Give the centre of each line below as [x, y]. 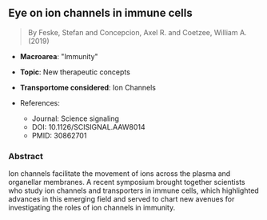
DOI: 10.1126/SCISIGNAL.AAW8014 [88, 126]
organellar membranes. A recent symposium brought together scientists [127, 182]
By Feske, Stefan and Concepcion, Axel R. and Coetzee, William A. [137, 32]
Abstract [26, 156]
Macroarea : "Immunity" [59, 56]
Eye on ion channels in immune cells [101, 13]
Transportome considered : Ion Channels [88, 87]
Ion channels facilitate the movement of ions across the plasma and [120, 174]
